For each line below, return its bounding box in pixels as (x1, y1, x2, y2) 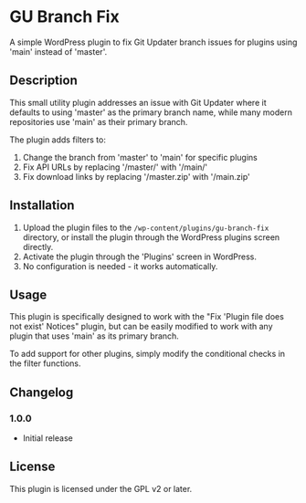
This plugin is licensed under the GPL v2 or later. (9, 483, 193, 494)
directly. (22, 241, 54, 252)
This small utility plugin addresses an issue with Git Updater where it (9, 97, 267, 108)
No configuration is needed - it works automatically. (22, 260, 218, 271)
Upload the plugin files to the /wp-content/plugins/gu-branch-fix (22, 222, 269, 233)
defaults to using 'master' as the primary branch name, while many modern (9, 107, 292, 118)
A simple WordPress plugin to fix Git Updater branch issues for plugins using (9, 37, 298, 47)
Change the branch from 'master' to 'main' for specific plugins (22, 152, 258, 162)
